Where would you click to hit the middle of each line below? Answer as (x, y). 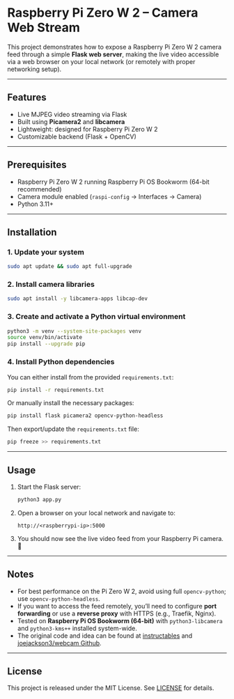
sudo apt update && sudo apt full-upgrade (70, 267)
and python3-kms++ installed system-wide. (77, 628)
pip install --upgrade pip (46, 344)
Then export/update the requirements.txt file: (73, 429)
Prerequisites (37, 165)
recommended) (39, 189)
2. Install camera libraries (51, 285)
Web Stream (44, 28)
